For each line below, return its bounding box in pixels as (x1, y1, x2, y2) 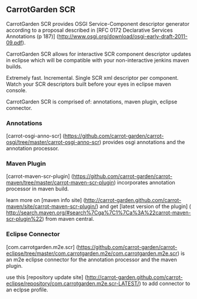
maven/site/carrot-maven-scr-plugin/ (6, 203, 97, 210)
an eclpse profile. (6, 286, 48, 293)
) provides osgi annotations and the (99, 139, 185, 146)
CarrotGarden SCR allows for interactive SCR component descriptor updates (6, 50, 191, 58)
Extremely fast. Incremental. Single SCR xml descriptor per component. (6, 74, 179, 81)
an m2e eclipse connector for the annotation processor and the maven (6, 256, 178, 263)
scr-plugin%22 (6, 216, 42, 223)
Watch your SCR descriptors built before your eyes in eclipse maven (6, 80, 172, 88)
